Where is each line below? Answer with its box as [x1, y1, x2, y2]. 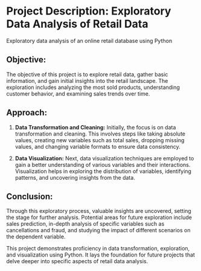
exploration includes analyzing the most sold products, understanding [6, 83, 180, 91]
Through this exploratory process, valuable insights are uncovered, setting [6, 207, 191, 215]
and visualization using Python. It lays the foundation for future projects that [6, 251, 195, 258]
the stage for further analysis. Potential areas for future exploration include [6, 214, 192, 221]
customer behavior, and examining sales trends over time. [6, 90, 150, 97]
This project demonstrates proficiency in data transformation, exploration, [6, 245, 190, 252]
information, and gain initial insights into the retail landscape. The [6, 77, 168, 84]
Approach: [6, 108, 47, 118]
